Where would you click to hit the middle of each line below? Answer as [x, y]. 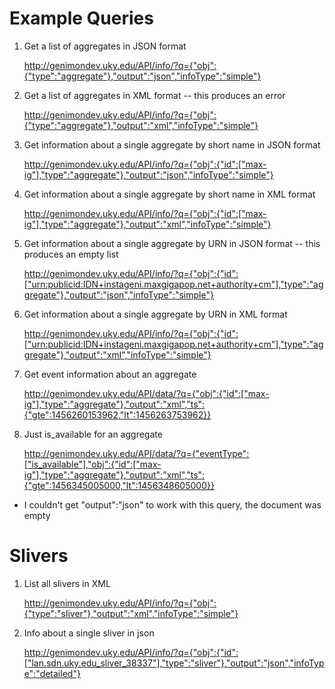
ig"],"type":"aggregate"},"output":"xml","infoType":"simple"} [147, 224]
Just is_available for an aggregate [93, 434]
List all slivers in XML [67, 583]
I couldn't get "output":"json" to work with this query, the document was [172, 504]
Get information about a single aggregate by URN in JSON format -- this [172, 243]
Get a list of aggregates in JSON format [105, 46]
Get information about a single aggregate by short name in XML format [169, 194]
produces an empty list [71, 254]
